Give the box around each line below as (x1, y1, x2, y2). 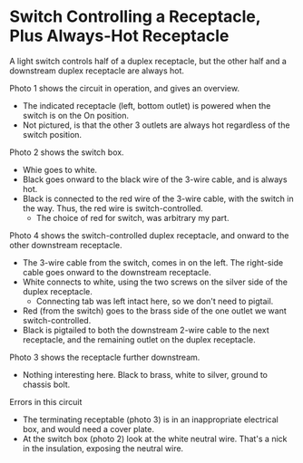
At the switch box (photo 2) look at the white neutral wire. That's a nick (22, 433, 288, 444)
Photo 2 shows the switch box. (9, 147, 124, 158)
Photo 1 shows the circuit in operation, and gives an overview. (9, 82, 240, 93)
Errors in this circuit (9, 396, 83, 407)
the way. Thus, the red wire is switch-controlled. (22, 202, 204, 214)
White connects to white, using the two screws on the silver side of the (22, 276, 288, 287)
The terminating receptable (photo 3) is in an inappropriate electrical (22, 414, 279, 425)
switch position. (22, 129, 83, 140)
